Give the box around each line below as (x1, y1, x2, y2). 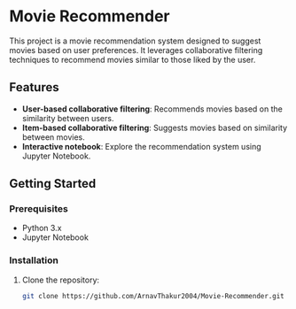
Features (9, 80, 59, 95)
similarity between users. (21, 112, 114, 123)
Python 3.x (21, 223, 62, 234)
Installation (9, 254, 59, 267)
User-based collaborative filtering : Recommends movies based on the (21, 104, 284, 114)
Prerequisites (9, 203, 68, 215)
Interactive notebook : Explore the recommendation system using (21, 141, 261, 151)
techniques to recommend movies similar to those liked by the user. (9, 54, 256, 65)
